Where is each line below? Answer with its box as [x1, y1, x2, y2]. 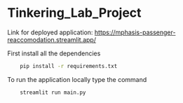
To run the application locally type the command [7, 75, 147, 83]
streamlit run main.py [20, 89, 86, 96]
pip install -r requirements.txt [20, 62, 118, 69]
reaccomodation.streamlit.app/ [7, 35, 97, 43]
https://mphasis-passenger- [94, 28, 176, 36]
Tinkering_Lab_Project [7, 5, 142, 21]
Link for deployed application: [7, 28, 93, 36]
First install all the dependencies [7, 49, 101, 57]
